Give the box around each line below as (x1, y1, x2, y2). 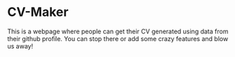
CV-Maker (7, 4, 69, 20)
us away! (7, 42, 34, 50)
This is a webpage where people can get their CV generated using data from (7, 27, 229, 35)
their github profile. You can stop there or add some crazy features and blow (7, 34, 229, 42)
